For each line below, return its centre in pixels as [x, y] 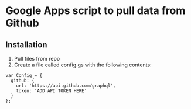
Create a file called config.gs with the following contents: [83, 65]
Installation [26, 45]
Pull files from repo [37, 59]
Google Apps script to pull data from [95, 11]
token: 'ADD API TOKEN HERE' [52, 91]
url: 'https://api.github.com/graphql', [66, 86]
